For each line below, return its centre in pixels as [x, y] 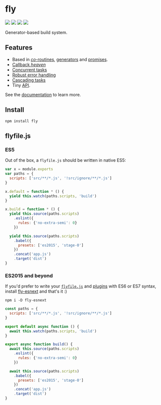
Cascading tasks [29, 80]
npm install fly [21, 121]
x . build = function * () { [32, 209]
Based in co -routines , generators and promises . [60, 59]
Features [19, 48]
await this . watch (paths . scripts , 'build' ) [53, 331]
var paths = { [19, 174]
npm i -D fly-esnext [26, 300]
